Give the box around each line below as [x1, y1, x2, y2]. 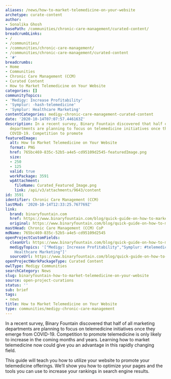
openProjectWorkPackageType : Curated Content [5, 259, 103, 264]
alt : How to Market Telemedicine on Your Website [10, 140, 117, 145]
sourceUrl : [10, 254, 33, 259]
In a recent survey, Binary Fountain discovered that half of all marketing [5, 320, 155, 326]
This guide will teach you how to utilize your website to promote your [5, 357, 150, 363]
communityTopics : [5, 93, 42, 98]
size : [10, 155, 22, 160]
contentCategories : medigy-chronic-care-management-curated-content [5, 112, 154, 117]
